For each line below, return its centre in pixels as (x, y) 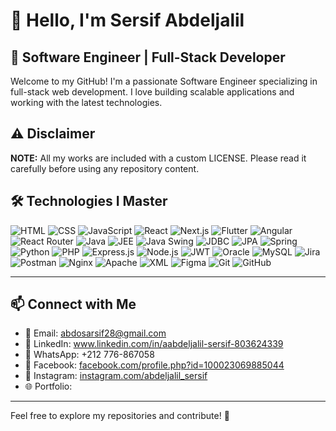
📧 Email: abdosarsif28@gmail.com (95, 333)
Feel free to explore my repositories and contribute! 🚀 (120, 416)
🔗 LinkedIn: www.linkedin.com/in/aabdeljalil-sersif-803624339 (154, 344)
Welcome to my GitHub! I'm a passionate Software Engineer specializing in (164, 81)
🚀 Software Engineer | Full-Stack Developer (148, 57)
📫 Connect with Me (73, 304)
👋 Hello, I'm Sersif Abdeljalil (127, 20)
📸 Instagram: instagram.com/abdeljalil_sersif (116, 376)
